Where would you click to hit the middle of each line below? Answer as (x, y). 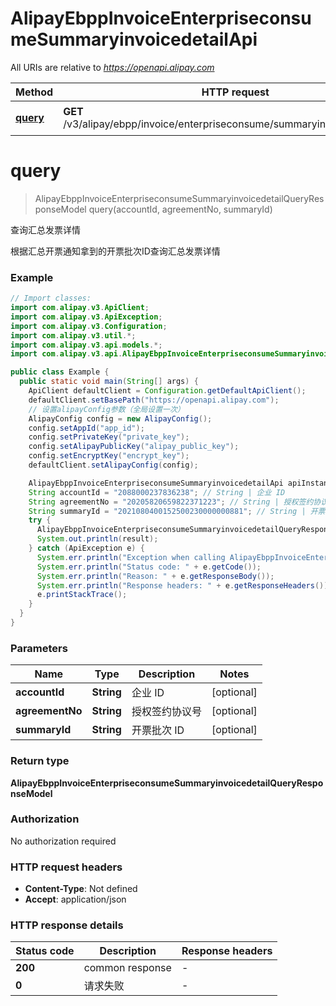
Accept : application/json (75, 899)
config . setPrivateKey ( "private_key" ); (109, 437)
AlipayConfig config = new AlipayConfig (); (120, 418)
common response (127, 968)
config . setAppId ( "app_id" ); (86, 428)
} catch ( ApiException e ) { (86, 548)
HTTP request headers (66, 867)
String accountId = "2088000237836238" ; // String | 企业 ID (157, 492)
